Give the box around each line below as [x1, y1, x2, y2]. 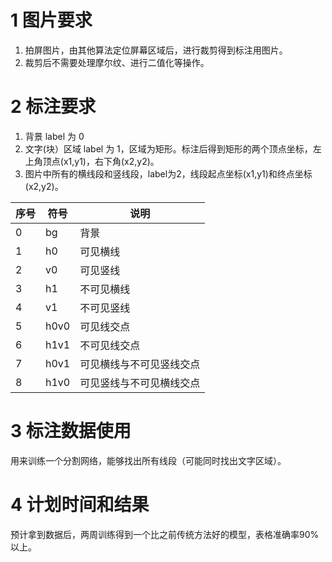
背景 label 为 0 [24, 130, 85, 142]
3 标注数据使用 [10, 420, 132, 443]
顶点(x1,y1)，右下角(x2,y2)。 [42, 155, 160, 167]
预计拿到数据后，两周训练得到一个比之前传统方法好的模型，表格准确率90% [10, 528, 320, 540]
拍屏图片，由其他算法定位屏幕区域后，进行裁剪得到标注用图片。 [24, 44, 288, 56]
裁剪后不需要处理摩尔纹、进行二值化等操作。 [24, 56, 210, 68]
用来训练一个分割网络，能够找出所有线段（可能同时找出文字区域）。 [10, 454, 287, 466]
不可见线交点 [79, 338, 141, 352]
